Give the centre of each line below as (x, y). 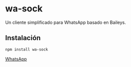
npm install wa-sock (27, 49)
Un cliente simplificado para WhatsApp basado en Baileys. (66, 22)
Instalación (23, 38)
